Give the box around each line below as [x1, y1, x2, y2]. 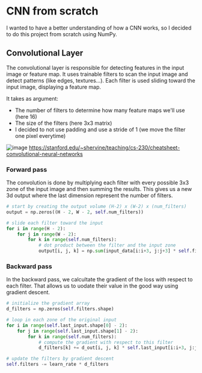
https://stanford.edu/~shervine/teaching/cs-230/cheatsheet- [29, 143, 180, 151]
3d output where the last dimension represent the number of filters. [6, 192, 173, 199]
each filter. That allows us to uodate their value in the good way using [6, 282, 179, 290]
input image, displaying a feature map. [6, 83, 101, 90]
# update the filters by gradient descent [6, 356, 114, 362]
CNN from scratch [6, 4, 99, 18]
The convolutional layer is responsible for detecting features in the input [6, 64, 185, 71]
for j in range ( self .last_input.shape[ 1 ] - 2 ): [17, 328, 138, 334]
